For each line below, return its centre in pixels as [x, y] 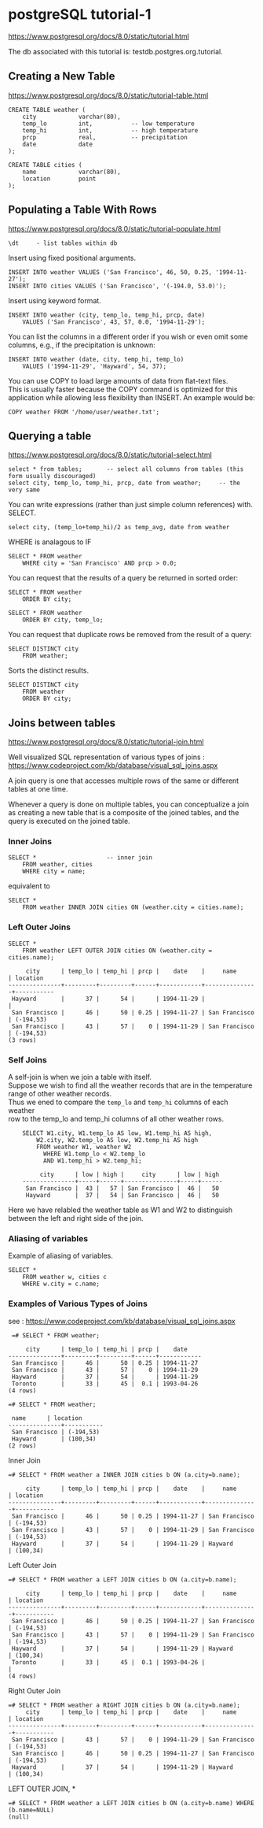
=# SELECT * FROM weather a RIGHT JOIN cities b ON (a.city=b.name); [124, 1705]
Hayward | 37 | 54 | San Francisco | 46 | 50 [122, 1196]
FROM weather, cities [57, 865]
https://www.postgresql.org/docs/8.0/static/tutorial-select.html [110, 455]
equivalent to [29, 886]
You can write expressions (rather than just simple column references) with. [131, 505]
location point [59, 179]
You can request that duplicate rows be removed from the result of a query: [130, 635]
